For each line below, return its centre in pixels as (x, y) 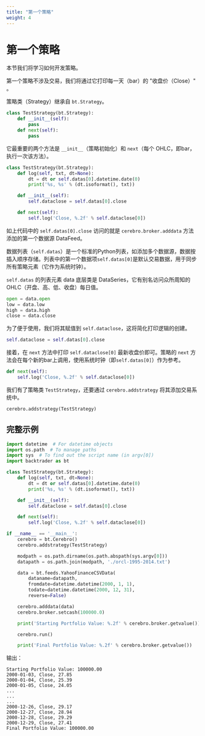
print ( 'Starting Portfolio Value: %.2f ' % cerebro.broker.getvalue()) (109, 623)
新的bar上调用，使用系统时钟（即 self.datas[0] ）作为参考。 (108, 360)
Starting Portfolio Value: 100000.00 (54, 670)
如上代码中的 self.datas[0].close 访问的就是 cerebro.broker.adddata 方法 (100, 231)
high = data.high (28, 310)
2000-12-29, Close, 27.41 (39, 723)
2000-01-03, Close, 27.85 (39, 675)
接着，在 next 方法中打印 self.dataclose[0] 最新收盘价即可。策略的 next (98, 352)
